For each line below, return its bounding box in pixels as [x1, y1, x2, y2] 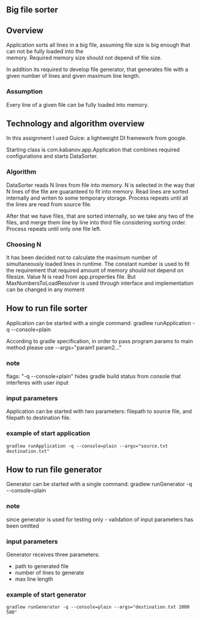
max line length [14, 575, 53, 583]
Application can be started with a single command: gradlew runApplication [6, 319, 191, 326]
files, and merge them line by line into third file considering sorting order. [6, 218, 187, 226]
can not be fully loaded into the [6, 48, 84, 55]
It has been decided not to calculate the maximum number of [6, 253, 158, 261]
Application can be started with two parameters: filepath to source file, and [6, 408, 193, 415]
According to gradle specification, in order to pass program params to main [6, 337, 193, 344]
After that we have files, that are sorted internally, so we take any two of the [6, 212, 194, 220]
